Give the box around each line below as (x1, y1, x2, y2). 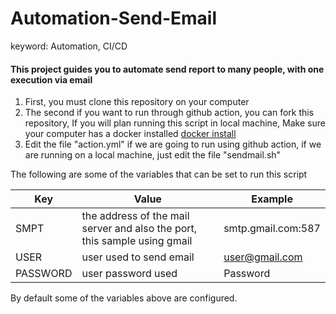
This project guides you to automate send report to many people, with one (10, 63, 325, 75)
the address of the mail (81, 209, 190, 223)
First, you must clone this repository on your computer (24, 96, 250, 108)
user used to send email (81, 250, 195, 264)
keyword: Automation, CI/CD (10, 40, 128, 52)
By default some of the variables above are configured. (10, 292, 238, 304)
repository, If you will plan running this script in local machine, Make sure (24, 117, 326, 129)
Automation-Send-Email (10, 7, 218, 30)
